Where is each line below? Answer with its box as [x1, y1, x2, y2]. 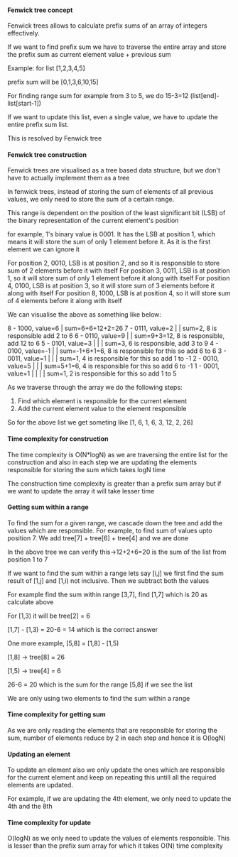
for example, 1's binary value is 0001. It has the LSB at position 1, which [7, 230, 215, 239]
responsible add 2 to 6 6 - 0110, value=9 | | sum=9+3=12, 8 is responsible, [7, 332, 225, 340]
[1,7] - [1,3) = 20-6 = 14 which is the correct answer [7, 625, 158, 633]
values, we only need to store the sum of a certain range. [7, 195, 175, 204]
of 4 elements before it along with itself [7, 297, 122, 305]
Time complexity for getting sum [7, 710, 107, 719]
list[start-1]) [7, 99, 41, 108]
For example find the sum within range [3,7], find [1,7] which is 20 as [7, 590, 208, 599]
